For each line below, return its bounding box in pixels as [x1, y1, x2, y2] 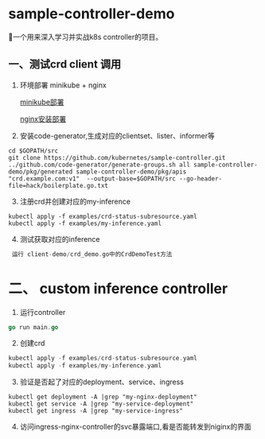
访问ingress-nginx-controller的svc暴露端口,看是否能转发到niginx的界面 [19, 422, 252, 432]
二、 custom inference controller [8, 279, 228, 297]
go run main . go [8, 323, 59, 331]
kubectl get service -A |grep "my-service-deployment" [8, 400, 194, 408]
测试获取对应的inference [19, 234, 101, 243]
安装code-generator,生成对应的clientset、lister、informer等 [19, 130, 215, 140]
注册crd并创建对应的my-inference [19, 196, 131, 206]
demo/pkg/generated [8, 168, 73, 176]
